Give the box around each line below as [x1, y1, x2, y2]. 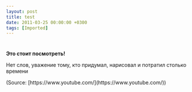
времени [6, 68, 29, 75]
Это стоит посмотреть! [6, 50, 65, 57]
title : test [6, 14, 35, 20]
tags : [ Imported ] [6, 25, 48, 31]
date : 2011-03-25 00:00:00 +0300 [6, 19, 88, 25]
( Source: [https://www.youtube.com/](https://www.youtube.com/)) [6, 79, 166, 86]
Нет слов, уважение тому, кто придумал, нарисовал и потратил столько [6, 62, 187, 69]
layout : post [6, 8, 38, 15]
